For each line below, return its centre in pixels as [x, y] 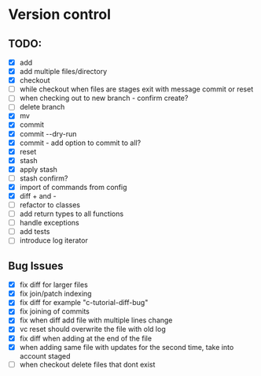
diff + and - [38, 195]
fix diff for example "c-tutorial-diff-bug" [84, 303]
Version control [60, 15]
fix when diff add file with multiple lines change [96, 320]
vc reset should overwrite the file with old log [93, 329]
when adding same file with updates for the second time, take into [127, 347]
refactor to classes [50, 205]
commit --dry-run [48, 134]
